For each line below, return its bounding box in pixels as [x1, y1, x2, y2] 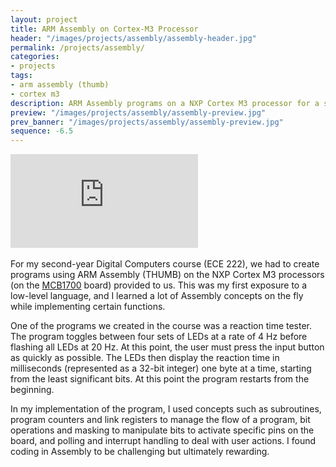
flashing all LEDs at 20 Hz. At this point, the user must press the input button [10, 341, 325, 353]
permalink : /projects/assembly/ [10, 42, 145, 53]
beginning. [10, 384, 55, 396]
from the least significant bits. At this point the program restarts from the [10, 373, 310, 385]
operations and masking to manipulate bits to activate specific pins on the [10, 424, 315, 436]
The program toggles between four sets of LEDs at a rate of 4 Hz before [10, 331, 308, 343]
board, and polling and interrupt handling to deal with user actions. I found [10, 435, 317, 447]
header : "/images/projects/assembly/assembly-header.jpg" [10, 33, 257, 43]
